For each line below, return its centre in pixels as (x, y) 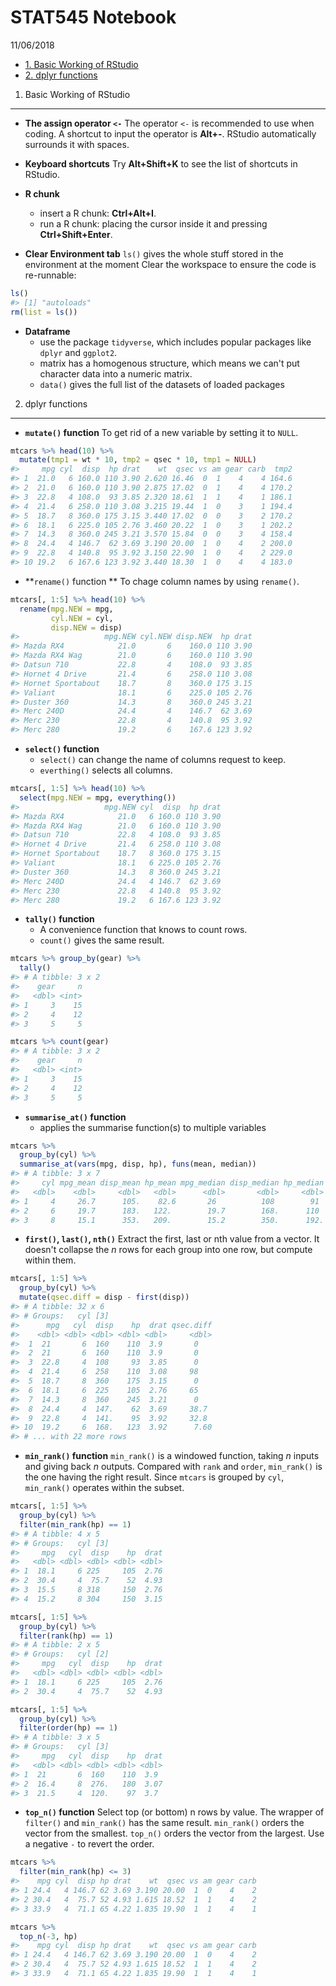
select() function (62, 749)
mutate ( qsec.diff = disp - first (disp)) (104, 1297)
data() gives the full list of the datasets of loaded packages (162, 384)
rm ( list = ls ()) (44, 312)
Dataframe (47, 331)
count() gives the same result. (102, 940)
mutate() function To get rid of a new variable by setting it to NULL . (161, 432)
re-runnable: (50, 275)
